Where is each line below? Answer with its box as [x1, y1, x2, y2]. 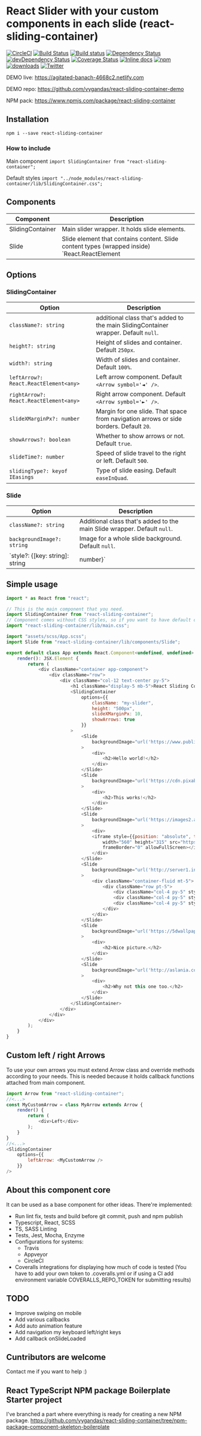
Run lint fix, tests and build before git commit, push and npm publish [14, 1212, 184, 1219]
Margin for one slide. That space [96, 407, 187, 415]
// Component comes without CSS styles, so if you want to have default [6, 617, 191, 623]
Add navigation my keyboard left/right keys [14, 1328, 121, 1335]
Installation [6, 114, 49, 125]
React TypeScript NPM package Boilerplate [6, 1385, 170, 1395]
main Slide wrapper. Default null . [79, 524, 173, 533]
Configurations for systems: [14, 1238, 84, 1245]
